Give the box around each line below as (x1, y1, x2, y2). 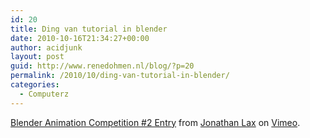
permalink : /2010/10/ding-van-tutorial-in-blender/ (10, 71, 230, 81)
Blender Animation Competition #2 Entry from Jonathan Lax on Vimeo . (10, 116, 301, 128)
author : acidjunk (10, 42, 83, 53)
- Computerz (19, 89, 70, 99)
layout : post (10, 52, 65, 62)
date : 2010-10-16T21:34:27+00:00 (10, 33, 150, 43)
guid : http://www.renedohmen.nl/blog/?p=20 (10, 61, 195, 71)
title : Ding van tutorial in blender (10, 24, 168, 34)
